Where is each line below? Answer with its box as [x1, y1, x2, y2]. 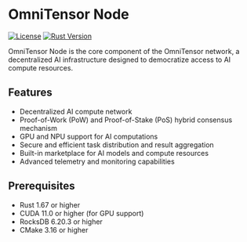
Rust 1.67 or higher [19, 200, 81, 209]
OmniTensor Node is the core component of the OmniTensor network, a [8, 46, 240, 56]
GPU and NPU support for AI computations [19, 132, 158, 141]
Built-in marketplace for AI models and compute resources [19, 148, 209, 157]
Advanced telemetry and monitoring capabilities [19, 157, 175, 166]
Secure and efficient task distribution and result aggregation [19, 139, 214, 150]
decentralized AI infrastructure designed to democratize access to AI [8, 55, 231, 64]
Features [8, 86, 53, 99]
